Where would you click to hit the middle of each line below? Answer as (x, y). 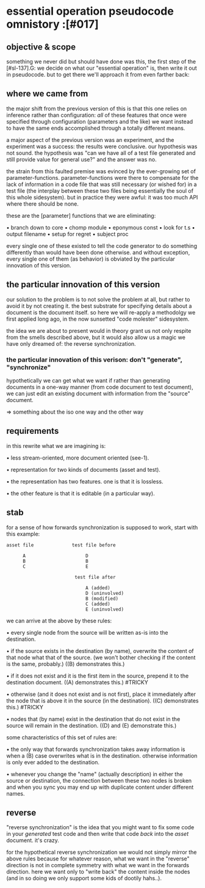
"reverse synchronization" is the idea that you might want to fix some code (100, 827)
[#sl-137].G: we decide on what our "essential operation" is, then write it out (102, 68)
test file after (95, 577)
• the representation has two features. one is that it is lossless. (85, 481)
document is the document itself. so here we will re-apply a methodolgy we (101, 312)
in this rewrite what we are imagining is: (56, 446)
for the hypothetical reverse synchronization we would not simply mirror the (102, 853)
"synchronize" (29, 367)
